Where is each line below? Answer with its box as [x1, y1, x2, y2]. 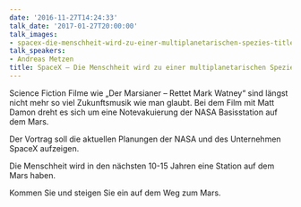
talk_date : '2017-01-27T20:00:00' [9, 22, 139, 30]
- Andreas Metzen [9, 55, 74, 64]
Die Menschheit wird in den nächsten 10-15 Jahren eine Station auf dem [9, 160, 275, 171]
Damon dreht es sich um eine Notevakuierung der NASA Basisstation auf [9, 107, 278, 117]
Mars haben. [9, 169, 56, 180]
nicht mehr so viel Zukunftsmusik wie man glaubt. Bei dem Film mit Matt [9, 97, 275, 108]
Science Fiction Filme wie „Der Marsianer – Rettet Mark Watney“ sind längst [9, 87, 288, 99]
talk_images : [9, 30, 58, 39]
